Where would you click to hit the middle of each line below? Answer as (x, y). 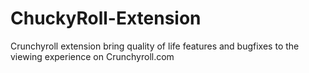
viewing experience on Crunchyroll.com (92, 56)
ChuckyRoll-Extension (106, 18)
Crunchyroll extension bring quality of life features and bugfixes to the (155, 46)
